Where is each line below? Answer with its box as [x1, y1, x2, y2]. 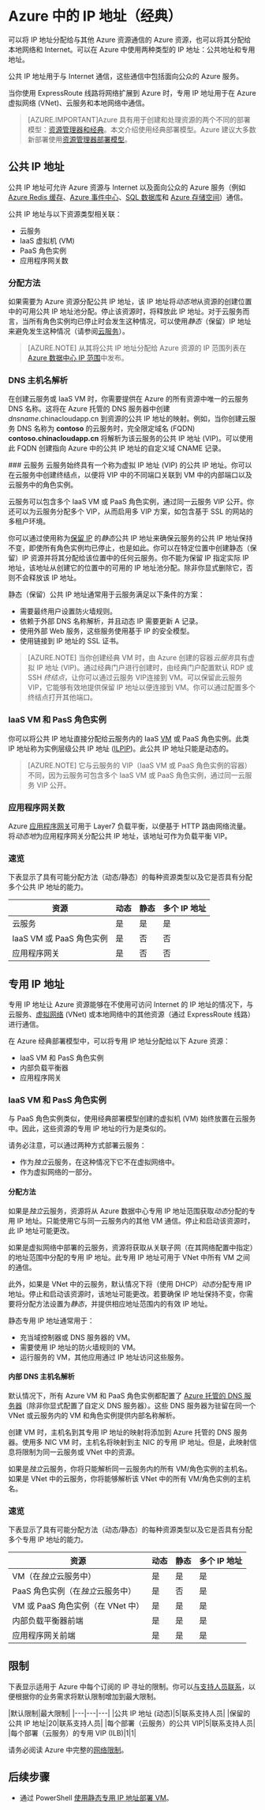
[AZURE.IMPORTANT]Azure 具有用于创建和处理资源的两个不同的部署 [27, 115, 251, 124]
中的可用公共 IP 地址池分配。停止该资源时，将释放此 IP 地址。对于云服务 [8, 307, 243, 316]
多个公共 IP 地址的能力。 [8, 882, 88, 892]
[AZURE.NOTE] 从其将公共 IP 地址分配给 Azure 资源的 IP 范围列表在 [27, 343, 247, 353]
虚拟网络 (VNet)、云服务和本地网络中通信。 [8, 98, 150, 107]
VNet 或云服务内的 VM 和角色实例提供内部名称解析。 [8, 1410, 180, 1420]
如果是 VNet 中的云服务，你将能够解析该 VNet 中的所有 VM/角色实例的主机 [8, 1473, 251, 1483]
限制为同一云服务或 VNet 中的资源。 [21, 1447, 140, 1457]
